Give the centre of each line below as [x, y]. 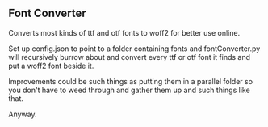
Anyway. [23, 114]
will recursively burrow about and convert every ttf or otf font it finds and [130, 57]
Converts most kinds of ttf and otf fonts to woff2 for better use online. [124, 32]
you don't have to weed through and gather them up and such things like [129, 90]
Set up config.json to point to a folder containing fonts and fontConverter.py [134, 49]
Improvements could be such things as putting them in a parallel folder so [130, 81]
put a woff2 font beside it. [51, 66]
